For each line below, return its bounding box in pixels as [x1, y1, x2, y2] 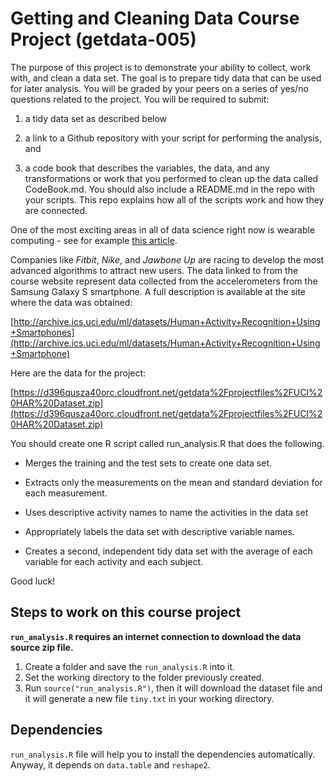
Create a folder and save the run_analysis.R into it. [24, 660, 236, 672]
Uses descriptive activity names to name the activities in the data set [24, 506, 309, 518]
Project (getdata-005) [10, 28, 197, 51]
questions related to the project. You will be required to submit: [10, 93, 270, 105]
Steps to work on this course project [10, 604, 242, 621]
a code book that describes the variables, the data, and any [24, 162, 270, 174]
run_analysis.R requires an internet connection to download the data [10, 630, 302, 642]
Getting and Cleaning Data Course [10, 7, 300, 30]
